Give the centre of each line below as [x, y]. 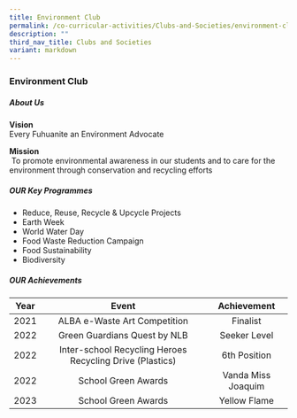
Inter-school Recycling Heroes [123, 349]
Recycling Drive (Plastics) [123, 360]
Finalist [246, 321]
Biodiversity [44, 259]
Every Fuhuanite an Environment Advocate [87, 135]
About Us [27, 102]
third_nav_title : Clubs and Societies [80, 42]
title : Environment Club [55, 17]
